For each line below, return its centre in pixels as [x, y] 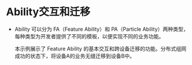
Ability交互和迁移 [48, 12]
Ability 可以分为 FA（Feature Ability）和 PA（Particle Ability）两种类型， [102, 29]
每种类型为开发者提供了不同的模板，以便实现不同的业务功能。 [89, 36]
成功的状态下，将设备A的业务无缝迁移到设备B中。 [75, 56]
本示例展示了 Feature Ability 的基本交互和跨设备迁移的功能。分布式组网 [100, 48]
